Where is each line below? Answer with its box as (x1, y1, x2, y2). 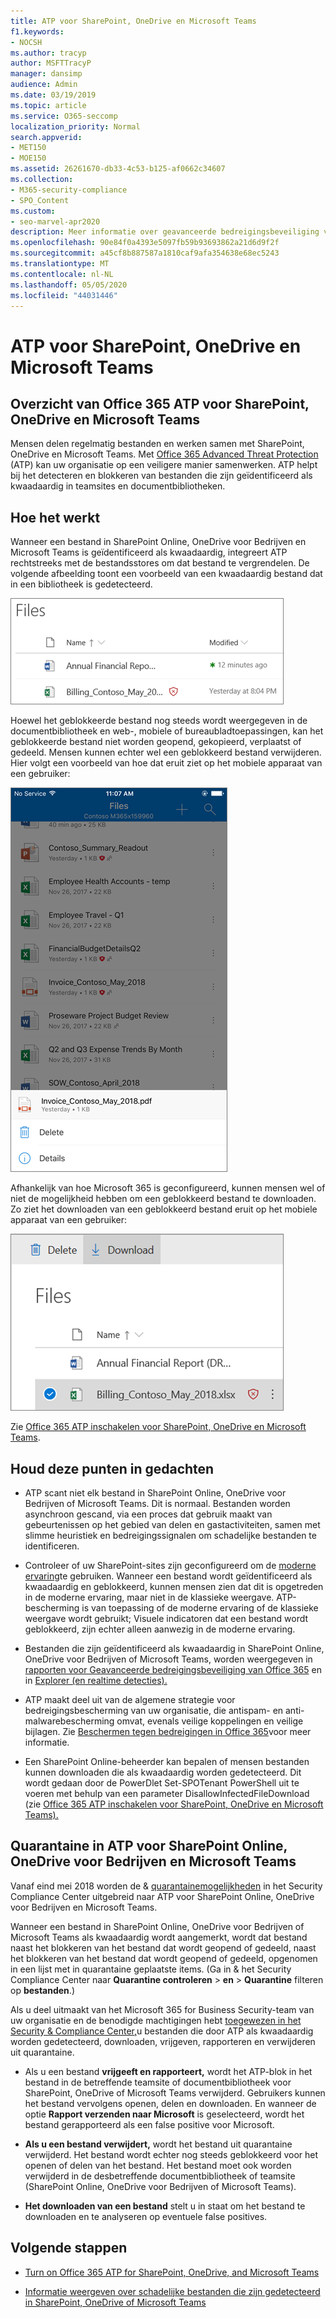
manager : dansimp (10, 69, 83, 79)
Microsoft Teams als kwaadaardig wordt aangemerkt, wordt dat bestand (10, 1931, 308, 1943)
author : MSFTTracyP (10, 58, 92, 69)
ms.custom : (10, 206, 56, 216)
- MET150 (10, 143, 47, 153)
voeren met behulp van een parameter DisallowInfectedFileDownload (24, 1788, 310, 1799)
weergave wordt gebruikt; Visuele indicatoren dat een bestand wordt (24, 1613, 309, 1624)
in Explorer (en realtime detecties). (24, 1675, 168, 1686)
